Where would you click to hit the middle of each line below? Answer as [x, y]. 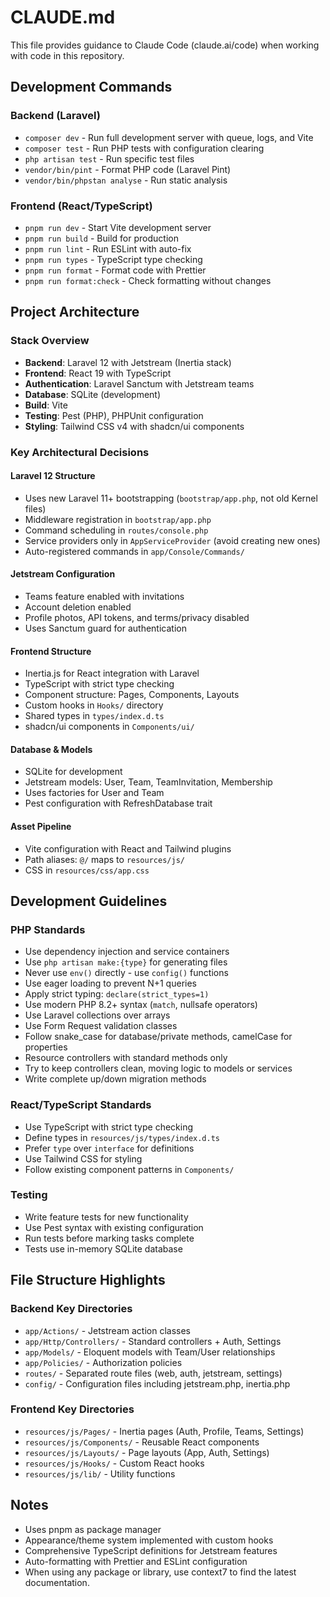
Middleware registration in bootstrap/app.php [118, 519]
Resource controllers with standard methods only [126, 1058]
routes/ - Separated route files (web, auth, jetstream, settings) [153, 1373]
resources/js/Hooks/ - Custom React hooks [114, 1463]
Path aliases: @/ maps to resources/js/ [104, 859]
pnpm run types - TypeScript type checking [113, 259]
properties [46, 1047]
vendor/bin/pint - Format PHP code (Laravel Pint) [128, 169]
